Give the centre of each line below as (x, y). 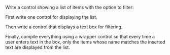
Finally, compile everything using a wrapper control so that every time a (80, 37)
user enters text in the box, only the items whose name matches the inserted (85, 42)
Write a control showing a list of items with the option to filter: (70, 7)
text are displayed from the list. (38, 47)
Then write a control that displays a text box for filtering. (64, 27)
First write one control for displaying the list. (51, 17)
